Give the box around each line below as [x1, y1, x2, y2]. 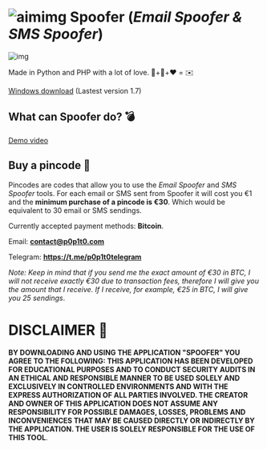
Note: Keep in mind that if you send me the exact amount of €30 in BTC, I [8, 267, 251, 277]
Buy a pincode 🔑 [8, 158, 91, 172]
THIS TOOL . [8, 432, 48, 442]
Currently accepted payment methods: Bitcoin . [8, 221, 164, 231]
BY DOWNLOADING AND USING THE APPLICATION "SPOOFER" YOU [8, 347, 241, 357]
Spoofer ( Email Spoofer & [69, 8, 243, 26]
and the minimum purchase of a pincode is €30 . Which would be [8, 197, 226, 206]
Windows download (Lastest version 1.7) [8, 86, 142, 95]
